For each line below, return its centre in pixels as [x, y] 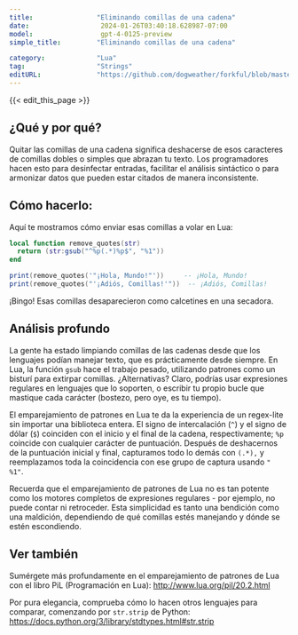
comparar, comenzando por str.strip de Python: [100, 611]
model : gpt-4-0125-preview [91, 34]
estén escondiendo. [45, 526]
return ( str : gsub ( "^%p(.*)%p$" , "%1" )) [91, 251]
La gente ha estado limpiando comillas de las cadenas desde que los [135, 350]
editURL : [25, 75]
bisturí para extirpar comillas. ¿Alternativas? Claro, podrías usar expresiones [149, 378]
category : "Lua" [63, 59]
